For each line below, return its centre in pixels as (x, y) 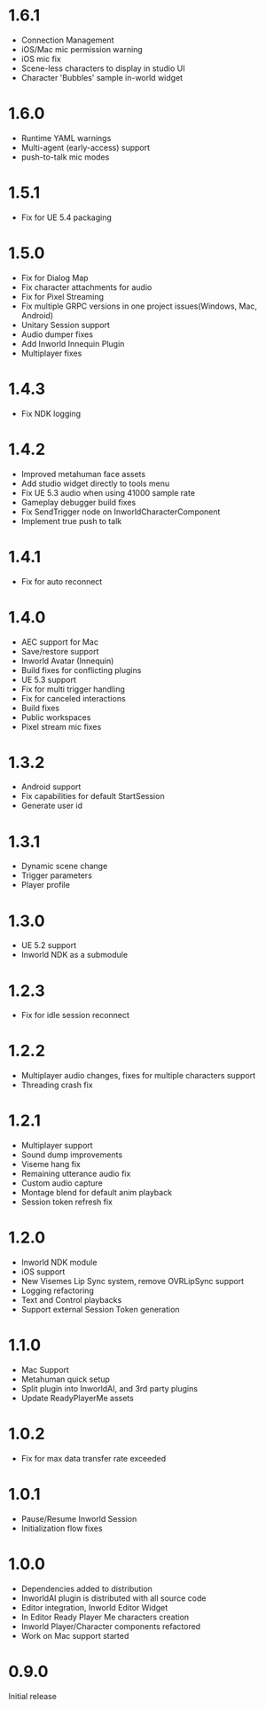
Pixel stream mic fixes (61, 726)
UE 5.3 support (49, 679)
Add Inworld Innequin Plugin (73, 343)
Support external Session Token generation (100, 1310)
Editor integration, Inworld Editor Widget (94, 1607)
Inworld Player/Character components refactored (111, 1626)
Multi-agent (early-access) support (86, 147)
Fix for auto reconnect (62, 581)
